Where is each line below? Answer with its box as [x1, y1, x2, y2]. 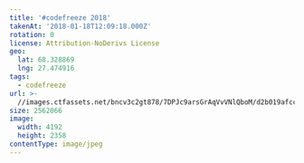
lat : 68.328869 [17, 55, 75, 64]
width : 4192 [17, 123, 63, 132]
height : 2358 [17, 131, 67, 140]
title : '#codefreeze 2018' [9, 13, 111, 23]
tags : [9, 72, 30, 81]
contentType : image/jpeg [9, 139, 103, 149]
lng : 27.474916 [17, 64, 75, 73]
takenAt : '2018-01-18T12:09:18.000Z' [9, 22, 152, 31]
